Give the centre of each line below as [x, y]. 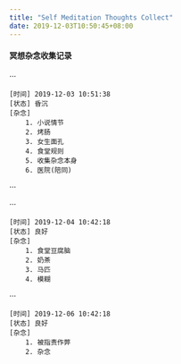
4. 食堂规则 [45, 151]
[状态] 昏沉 [29, 104]
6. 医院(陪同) [49, 170]
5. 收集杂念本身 [51, 161]
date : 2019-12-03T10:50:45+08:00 [71, 26]
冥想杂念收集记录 [41, 55]
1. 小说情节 [45, 123]
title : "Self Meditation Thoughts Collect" [91, 17]
